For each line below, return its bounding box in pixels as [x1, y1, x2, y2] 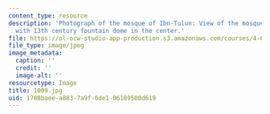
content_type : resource [8, 11, 88, 20]
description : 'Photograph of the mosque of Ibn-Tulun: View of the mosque [8, 19, 264, 27]
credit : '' [15, 64, 52, 72]
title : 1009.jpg [8, 86, 63, 95]
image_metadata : [8, 49, 63, 57]
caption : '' [15, 57, 56, 65]
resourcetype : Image [8, 79, 78, 87]
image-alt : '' [15, 71, 63, 79]
